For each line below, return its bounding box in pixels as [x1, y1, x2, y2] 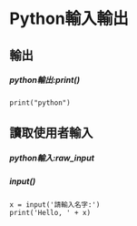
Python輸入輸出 [9, 8, 129, 29]
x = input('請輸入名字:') [9, 200, 101, 210]
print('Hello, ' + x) [9, 209, 92, 218]
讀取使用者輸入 [9, 125, 93, 140]
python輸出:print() [9, 75, 80, 86]
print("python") [9, 98, 71, 108]
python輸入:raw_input [9, 152, 95, 163]
